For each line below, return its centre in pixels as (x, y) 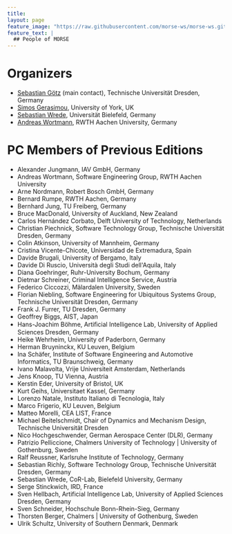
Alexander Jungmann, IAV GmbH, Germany (79, 169)
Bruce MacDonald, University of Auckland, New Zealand (97, 213)
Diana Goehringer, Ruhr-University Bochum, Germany (94, 272)
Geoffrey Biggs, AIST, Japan (57, 317)
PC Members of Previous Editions (105, 150)
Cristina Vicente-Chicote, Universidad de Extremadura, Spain (104, 250)
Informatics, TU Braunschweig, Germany (75, 362)
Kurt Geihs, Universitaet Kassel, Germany (76, 391)
